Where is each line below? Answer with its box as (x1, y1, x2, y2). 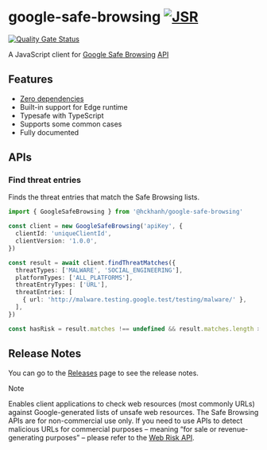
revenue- (218, 424, 249, 433)
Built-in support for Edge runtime (19, 102, 129, 111)
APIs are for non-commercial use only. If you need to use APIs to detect (8, 416, 243, 425)
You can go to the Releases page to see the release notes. (8, 368, 199, 378)
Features (8, 72, 53, 87)
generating (8, 433, 44, 442)
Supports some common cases (19, 119, 122, 129)
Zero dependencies (19, 94, 84, 103)
